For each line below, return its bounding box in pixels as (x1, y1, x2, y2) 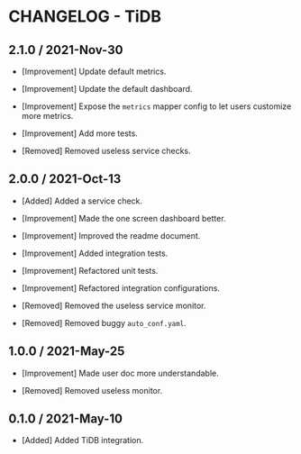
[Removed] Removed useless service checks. (21, 146, 191, 156)
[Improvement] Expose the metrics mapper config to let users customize (21, 101, 292, 112)
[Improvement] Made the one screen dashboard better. (21, 213, 226, 223)
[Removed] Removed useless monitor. (21, 385, 163, 395)
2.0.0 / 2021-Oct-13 (8, 171, 122, 186)
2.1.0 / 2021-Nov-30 (8, 42, 123, 58)
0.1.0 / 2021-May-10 (8, 412, 123, 427)
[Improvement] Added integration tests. (21, 248, 169, 259)
